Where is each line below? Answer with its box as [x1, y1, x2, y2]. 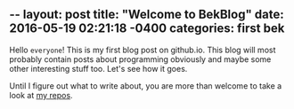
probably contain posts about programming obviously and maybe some [9, 53, 272, 65]
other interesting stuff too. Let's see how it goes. [9, 63, 188, 74]
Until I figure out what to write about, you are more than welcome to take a [9, 80, 282, 91]
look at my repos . [9, 90, 73, 100]
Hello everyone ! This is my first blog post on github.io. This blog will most [9, 44, 276, 55]
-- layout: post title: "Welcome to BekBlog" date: [9, 7, 284, 22]
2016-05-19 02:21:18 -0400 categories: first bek [9, 21, 285, 36]
